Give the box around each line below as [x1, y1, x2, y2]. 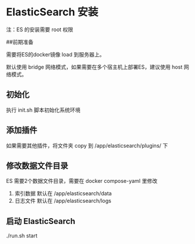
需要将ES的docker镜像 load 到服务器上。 [6, 51, 105, 58]
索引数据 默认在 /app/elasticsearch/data [14, 190, 112, 197]
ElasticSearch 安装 [6, 5, 98, 19]
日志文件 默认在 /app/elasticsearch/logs [14, 198, 112, 205]
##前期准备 [6, 38, 34, 45]
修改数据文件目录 [6, 161, 68, 171]
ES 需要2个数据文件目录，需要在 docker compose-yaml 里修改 [6, 178, 158, 185]
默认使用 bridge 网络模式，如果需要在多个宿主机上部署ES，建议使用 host [6, 63, 183, 71]
